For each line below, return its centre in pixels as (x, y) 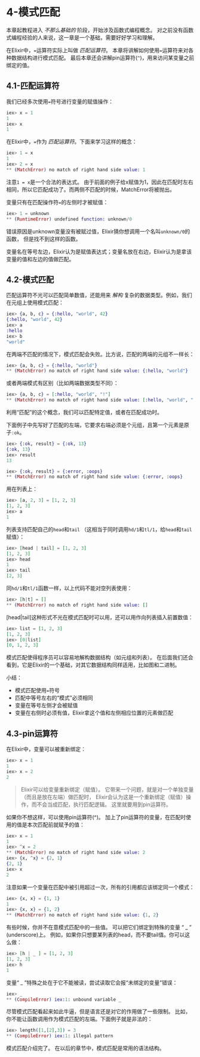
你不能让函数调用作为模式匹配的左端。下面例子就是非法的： (79, 1019)
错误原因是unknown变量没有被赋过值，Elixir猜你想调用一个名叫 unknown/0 (96, 231)
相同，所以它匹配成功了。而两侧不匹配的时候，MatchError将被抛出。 (90, 189)
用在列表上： (22, 489)
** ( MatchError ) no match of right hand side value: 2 (76, 853)
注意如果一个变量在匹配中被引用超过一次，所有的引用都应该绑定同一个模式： (100, 887)
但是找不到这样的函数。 (52, 239)
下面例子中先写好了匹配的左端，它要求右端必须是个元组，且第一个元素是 (95, 425)
